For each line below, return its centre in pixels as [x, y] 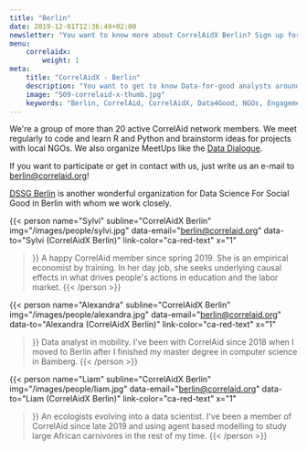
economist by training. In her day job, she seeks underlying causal [156, 268]
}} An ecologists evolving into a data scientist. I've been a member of [162, 416]
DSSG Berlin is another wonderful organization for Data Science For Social [149, 194]
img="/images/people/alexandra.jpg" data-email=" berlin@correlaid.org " [145, 315]
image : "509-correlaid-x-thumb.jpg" [96, 94]
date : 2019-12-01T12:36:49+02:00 [73, 27]
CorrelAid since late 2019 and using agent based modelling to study [159, 426]
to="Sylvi [27, 241]
